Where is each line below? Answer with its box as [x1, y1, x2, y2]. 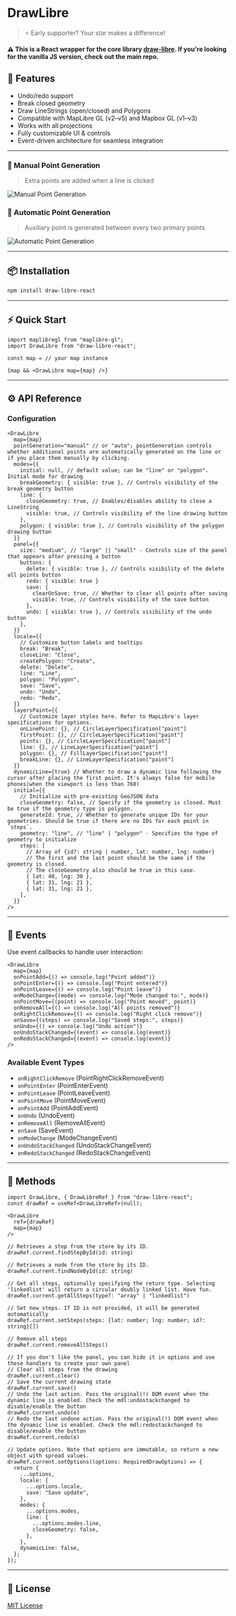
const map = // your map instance [7, 354, 109, 361]
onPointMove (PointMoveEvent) [17, 1096, 106, 1105]
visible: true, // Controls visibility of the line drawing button [25, 510, 228, 517]
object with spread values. [7, 1452, 90, 1460]
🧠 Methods [7, 1176, 56, 1188]
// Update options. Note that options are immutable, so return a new [7, 1447, 218, 1454]
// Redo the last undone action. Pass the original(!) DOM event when [7, 1416, 218, 1423]
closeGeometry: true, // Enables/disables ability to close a [25, 497, 212, 504]
